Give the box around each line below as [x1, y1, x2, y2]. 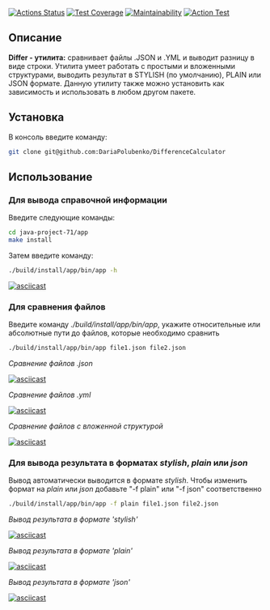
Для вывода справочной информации [8, 194, 167, 206]
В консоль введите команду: [8, 132, 108, 142]
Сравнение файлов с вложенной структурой [8, 421, 163, 431]
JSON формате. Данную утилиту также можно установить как [8, 78, 225, 88]
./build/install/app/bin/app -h [8, 266, 117, 275]
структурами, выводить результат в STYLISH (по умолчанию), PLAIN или [8, 70, 261, 79]
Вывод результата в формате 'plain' [8, 546, 133, 556]
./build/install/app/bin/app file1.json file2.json [8, 344, 186, 352]
